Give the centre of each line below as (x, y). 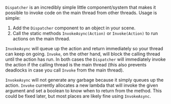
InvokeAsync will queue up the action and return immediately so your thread (84, 48)
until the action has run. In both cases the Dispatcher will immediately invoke (85, 59)
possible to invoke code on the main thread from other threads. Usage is (81, 13)
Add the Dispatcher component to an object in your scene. (74, 28)
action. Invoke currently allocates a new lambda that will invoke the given (82, 85)
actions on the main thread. (41, 39)
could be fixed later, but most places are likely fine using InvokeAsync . (78, 96)
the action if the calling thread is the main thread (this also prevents (76, 65)
